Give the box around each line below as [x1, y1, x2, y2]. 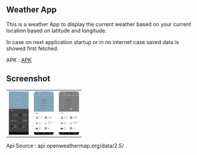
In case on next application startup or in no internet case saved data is [6, 38, 179, 45]
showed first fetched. [6, 45, 59, 52]
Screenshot [6, 74, 51, 84]
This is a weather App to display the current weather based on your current [6, 20, 192, 27]
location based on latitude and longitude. [6, 27, 107, 34]
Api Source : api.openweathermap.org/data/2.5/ [6, 142, 124, 150]
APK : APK [6, 56, 32, 63]
